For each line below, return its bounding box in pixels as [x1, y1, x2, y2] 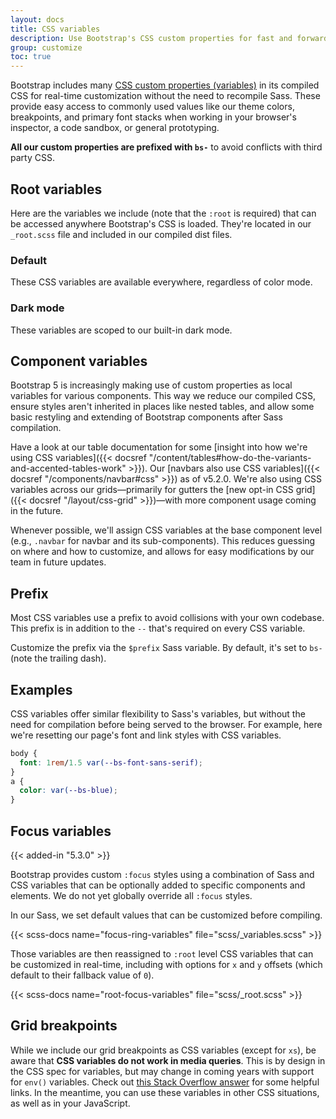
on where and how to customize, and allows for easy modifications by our [10, 546, 315, 558]
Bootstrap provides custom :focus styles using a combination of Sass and [10, 869, 315, 881]
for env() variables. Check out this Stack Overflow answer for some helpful [10, 1076, 320, 1088]
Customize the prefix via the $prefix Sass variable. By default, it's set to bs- [10, 642, 323, 654]
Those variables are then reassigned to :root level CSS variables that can [10, 948, 314, 960]
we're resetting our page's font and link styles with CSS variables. [10, 729, 282, 741]
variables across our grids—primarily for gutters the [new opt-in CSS [10, 484, 294, 496]
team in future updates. [10, 556, 107, 568]
